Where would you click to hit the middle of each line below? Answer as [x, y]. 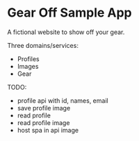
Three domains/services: [43, 45]
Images [28, 66]
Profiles [28, 59]
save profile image [44, 108]
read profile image [43, 122]
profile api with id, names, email [63, 100]
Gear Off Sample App [69, 13]
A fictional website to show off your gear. [66, 32]
